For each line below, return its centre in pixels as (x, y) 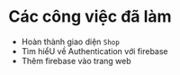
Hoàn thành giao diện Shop (71, 42)
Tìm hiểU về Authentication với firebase (94, 51)
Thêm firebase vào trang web (76, 61)
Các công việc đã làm (90, 17)
